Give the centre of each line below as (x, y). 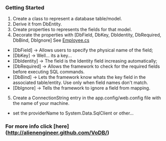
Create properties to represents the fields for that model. (72, 30)
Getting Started (25, 8)
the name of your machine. (41, 103)
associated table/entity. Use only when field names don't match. (80, 82)
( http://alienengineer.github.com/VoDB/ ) (57, 133)
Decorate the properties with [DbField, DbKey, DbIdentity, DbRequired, (87, 35)
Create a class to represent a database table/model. (67, 19)
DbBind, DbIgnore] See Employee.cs (51, 40)
